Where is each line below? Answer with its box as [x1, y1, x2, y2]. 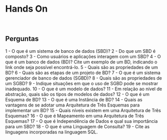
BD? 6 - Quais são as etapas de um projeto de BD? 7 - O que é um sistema [5, 69, 161, 76]
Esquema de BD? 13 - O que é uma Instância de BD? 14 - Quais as [5, 96, 143, 102]
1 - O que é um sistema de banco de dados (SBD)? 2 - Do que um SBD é [5, 48, 156, 54]
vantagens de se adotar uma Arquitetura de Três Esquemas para [5, 102, 140, 108]
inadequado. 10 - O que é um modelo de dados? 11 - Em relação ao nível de [5, 86, 162, 92]
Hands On [5, 3, 48, 15]
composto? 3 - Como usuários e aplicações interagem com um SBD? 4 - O [5, 53, 161, 59]
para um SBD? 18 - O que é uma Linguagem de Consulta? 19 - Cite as [5, 123, 150, 129]
